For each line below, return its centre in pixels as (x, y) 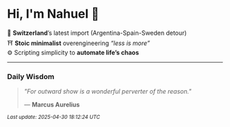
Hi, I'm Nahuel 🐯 (53, 14)
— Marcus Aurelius (52, 104)
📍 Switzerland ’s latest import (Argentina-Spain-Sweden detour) (97, 33)
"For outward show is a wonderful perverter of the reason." (107, 91)
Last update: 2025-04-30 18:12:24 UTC (54, 117)
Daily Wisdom (31, 76)
